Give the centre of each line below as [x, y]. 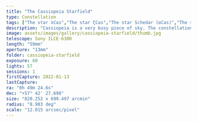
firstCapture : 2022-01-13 [38, 77]
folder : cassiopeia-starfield [43, 55]
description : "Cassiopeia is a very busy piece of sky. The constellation [99, 28]
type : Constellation [31, 17]
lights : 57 [19, 66]
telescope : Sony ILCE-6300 [39, 39]
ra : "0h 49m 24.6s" [30, 88]
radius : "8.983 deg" [31, 104]
